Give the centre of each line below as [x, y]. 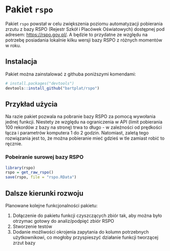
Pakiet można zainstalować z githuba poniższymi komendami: [71, 74]
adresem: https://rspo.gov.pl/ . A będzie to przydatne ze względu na [77, 34]
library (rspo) [20, 168]
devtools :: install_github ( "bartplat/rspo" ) [52, 88]
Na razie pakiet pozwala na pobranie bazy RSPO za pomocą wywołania [80, 117]
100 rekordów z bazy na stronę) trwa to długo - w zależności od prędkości [84, 127]
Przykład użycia [31, 104]
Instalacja [21, 62]
